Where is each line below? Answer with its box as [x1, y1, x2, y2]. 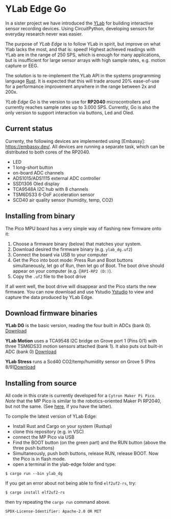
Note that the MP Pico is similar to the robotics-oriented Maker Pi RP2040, [5, 398, 162, 404]
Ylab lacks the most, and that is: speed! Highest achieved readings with [5, 46, 156, 52]
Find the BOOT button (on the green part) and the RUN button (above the [12, 440, 166, 446]
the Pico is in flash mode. [12, 456, 66, 462]
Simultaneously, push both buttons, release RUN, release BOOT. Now [12, 450, 159, 457]
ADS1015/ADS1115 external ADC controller [12, 175, 101, 181]
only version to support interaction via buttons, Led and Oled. [5, 110, 134, 116]
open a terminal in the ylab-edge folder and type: [12, 461, 116, 467]
